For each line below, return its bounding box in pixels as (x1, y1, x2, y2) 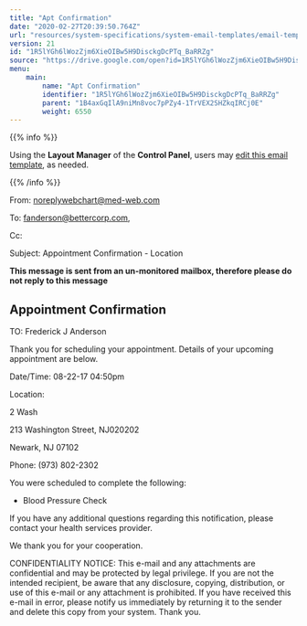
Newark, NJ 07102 (9, 442, 79, 453)
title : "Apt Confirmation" (9, 13, 112, 23)
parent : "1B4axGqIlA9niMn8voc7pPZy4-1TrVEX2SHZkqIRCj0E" (42, 98, 263, 108)
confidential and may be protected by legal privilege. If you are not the (9, 568, 274, 578)
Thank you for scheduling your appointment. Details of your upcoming (9, 344, 274, 355)
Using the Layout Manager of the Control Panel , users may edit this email (9, 150, 289, 161)
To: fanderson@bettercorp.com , (9, 212, 131, 224)
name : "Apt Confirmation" (42, 81, 142, 90)
